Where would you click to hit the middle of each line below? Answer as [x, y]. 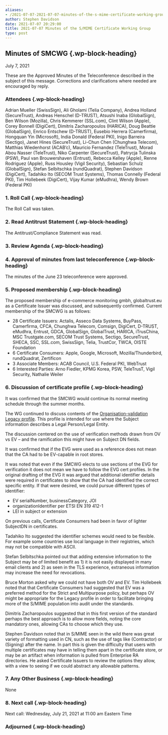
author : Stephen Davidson [32, 19]
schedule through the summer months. [45, 404]
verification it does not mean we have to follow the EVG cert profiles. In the [82, 469]
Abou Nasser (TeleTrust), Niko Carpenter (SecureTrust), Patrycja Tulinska [80, 153]
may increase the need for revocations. [45, 572]
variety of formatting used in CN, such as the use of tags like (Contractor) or [84, 639]
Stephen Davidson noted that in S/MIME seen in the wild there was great [80, 633]
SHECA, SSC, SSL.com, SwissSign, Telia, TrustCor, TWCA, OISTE [79, 342]
